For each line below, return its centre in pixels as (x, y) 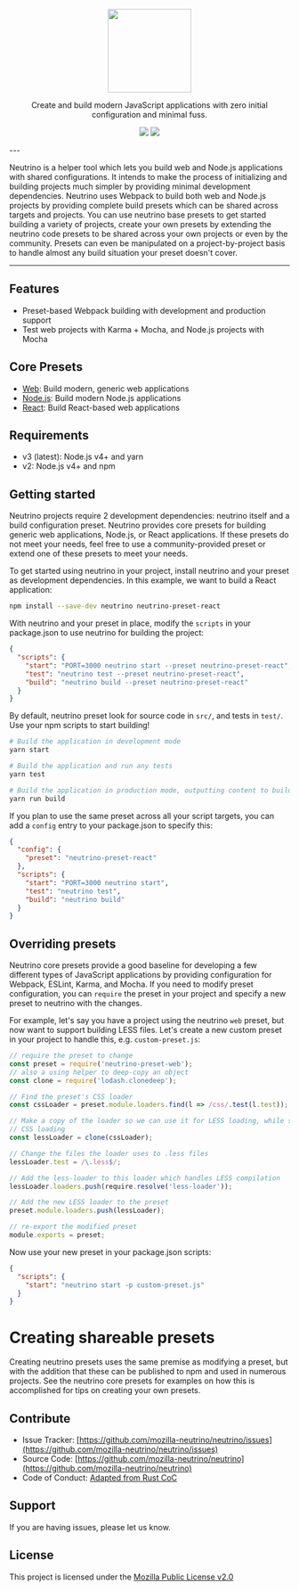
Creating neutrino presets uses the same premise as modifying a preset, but (149, 1362)
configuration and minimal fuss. (149, 115)
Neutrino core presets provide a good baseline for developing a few (133, 965)
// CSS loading (37, 1129)
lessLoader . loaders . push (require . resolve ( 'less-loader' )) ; (121, 1186)
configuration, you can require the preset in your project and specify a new (148, 994)
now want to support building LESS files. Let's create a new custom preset (145, 1030)
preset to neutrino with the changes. (76, 1004)
